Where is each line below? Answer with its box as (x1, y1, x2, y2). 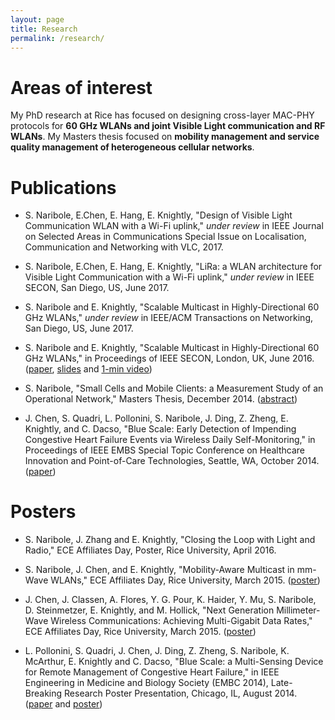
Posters (10, 501, 77, 523)
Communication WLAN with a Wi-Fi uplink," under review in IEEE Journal (24, 220, 324, 232)
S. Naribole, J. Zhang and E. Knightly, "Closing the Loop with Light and (24, 534, 316, 546)
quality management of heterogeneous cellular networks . (10, 141, 255, 153)
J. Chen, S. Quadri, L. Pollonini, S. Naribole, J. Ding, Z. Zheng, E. (24, 412, 289, 425)
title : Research (10, 24, 78, 34)
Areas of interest (10, 76, 153, 99)
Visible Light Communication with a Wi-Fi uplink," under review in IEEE (24, 271, 315, 283)
